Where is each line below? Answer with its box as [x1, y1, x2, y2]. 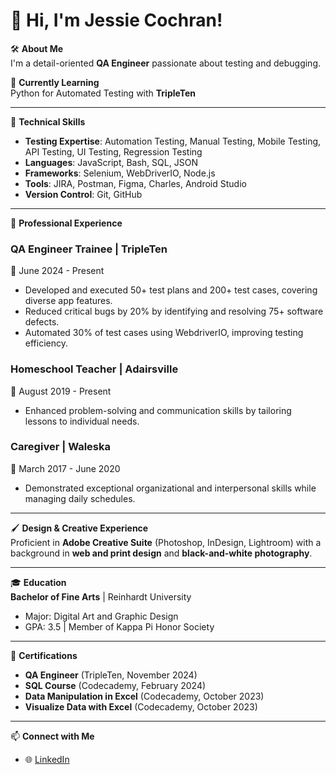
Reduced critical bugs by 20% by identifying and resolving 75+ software [24, 305, 324, 318]
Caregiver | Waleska [10, 440, 111, 454]
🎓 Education [10, 576, 67, 588]
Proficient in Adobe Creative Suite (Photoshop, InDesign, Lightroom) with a [10, 536, 322, 548]
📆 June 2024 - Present [10, 265, 105, 277]
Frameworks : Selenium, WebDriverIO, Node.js [24, 167, 216, 179]
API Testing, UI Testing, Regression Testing [24, 145, 203, 158]
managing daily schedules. [24, 492, 136, 504]
